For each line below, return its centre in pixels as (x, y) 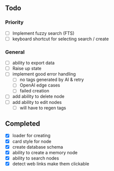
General (15, 52)
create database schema (38, 147)
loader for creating (31, 136)
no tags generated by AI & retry (52, 80)
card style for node (32, 141)
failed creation (34, 91)
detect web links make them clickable (51, 164)
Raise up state (27, 69)
